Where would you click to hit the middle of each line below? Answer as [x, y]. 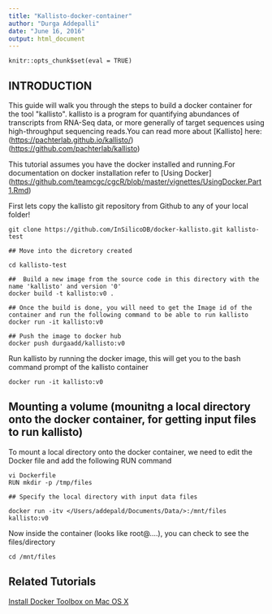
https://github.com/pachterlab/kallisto [74, 149]
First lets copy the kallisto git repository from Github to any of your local [129, 206]
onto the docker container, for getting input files [133, 420]
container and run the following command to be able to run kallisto [129, 315]
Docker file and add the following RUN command [90, 460]
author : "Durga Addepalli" [54, 24]
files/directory [32, 542]
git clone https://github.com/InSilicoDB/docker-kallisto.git [116, 230]
